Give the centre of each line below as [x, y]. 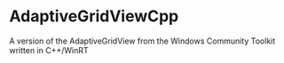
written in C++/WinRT [49, 50]
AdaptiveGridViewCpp [94, 16]
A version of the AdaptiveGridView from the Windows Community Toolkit [142, 41]
